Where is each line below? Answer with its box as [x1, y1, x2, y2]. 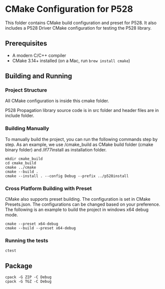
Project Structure [5, 87, 47, 94]
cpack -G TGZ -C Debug [5, 279, 52, 284]
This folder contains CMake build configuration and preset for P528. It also [5, 20, 157, 26]
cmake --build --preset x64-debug [5, 226, 76, 231]
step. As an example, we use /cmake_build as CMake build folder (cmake [5, 142, 154, 147]
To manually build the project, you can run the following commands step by [5, 136, 158, 142]
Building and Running [5, 72, 72, 80]
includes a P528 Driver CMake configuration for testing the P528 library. [5, 25, 152, 31]
